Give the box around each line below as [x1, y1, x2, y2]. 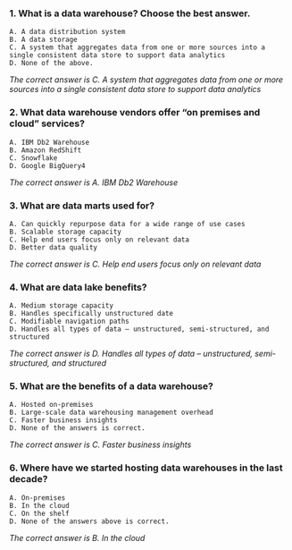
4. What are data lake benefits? [9, 281, 147, 293]
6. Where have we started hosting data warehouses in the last [9, 461, 283, 474]
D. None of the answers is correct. [9, 424, 146, 433]
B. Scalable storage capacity [9, 227, 122, 236]
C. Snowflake [9, 153, 58, 163]
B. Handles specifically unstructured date [9, 309, 174, 318]
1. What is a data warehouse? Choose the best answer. [9, 7, 251, 20]
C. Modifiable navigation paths [9, 317, 129, 326]
